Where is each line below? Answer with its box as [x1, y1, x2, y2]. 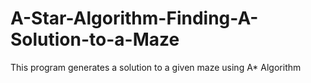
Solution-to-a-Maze [10, 28, 180, 51]
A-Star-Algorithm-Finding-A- [10, 7, 259, 30]
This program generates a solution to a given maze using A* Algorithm [10, 61, 302, 73]
